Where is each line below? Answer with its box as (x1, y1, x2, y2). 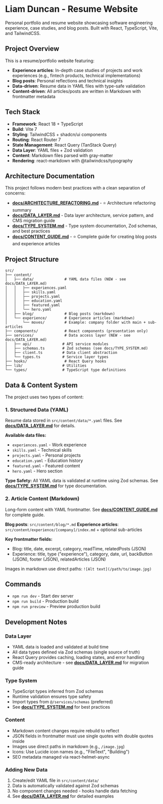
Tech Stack (5, 108, 40, 116)
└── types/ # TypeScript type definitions (5, 368, 126, 373)
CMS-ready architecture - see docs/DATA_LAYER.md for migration (12, 660, 149, 666)
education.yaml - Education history (12, 458, 83, 463)
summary (12, 207, 32, 213)
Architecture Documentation (5, 172, 95, 180)
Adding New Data (5, 766, 48, 773)
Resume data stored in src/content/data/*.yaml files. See (5, 418, 122, 423)
